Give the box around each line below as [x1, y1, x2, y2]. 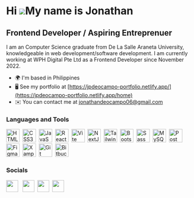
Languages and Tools [6, 115, 69, 123]
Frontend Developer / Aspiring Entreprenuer [6, 28, 173, 38]
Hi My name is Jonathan [6, 4, 133, 18]
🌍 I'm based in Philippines [14, 74, 80, 81]
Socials [6, 166, 28, 174]
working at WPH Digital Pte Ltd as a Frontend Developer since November [6, 56, 185, 63]
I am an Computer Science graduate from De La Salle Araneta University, [6, 43, 185, 50]
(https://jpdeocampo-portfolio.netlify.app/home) [14, 92, 133, 98]
